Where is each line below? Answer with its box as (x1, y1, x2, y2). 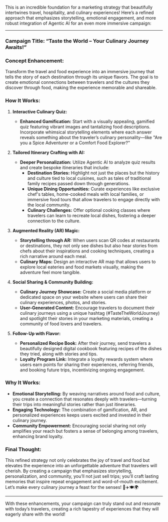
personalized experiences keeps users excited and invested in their (12, 412, 151, 418)
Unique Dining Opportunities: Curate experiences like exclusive (27, 186, 160, 192)
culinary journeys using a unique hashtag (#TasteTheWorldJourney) (19, 310, 160, 316)
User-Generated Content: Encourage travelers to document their (19, 305, 155, 311)
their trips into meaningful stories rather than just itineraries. (12, 401, 136, 407)
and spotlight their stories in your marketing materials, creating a (19, 315, 153, 321)
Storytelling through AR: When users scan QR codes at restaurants (19, 237, 160, 243)
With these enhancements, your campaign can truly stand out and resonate (5, 500, 161, 506)
